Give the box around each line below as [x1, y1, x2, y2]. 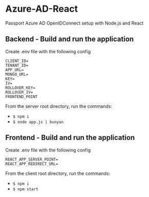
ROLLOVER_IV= [5, 90, 33, 95]
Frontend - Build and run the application [5, 134, 135, 142]
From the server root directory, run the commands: [5, 103, 113, 109]
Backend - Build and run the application [5, 35, 134, 43]
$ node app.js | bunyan [12, 119, 64, 124]
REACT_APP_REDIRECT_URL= [5, 161, 58, 166]
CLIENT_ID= [5, 58, 29, 63]
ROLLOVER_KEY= [5, 85, 36, 90]
